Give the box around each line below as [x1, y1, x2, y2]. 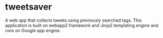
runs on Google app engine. [5, 27, 61, 33]
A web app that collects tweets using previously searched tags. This [5, 17, 142, 23]
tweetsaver [5, 1, 52, 13]
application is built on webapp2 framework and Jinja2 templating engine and [5, 22, 159, 28]
